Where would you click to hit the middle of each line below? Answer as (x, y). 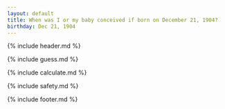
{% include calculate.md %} (47, 72)
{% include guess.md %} (43, 59)
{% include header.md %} (44, 46)
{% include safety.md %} (43, 86)
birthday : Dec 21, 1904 (42, 26)
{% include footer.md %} (43, 99)
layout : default (30, 13)
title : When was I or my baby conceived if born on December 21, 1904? (112, 20)
